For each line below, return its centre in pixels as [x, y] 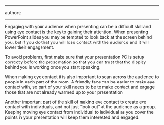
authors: [13, 12]
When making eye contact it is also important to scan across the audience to [82, 77]
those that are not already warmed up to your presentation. [64, 92]
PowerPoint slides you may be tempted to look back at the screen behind [79, 37]
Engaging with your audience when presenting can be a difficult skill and [78, 27]
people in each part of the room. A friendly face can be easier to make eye [80, 82]
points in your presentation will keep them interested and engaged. [72, 117]
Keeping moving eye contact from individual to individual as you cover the [79, 112]
